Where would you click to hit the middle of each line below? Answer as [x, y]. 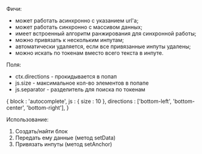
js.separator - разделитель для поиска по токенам [80, 89]
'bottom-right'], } [48, 108]
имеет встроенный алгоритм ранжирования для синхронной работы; [106, 33]
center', [16, 108]
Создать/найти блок [41, 131]
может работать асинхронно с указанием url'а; [77, 20]
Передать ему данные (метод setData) [65, 138]
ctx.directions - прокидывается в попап [66, 76]
